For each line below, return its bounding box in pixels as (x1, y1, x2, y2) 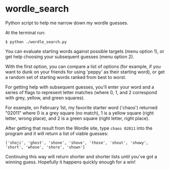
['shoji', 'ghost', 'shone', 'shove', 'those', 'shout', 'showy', (5, 140, 149, 145)
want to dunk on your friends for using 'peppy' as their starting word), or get (5, 69, 165, 75)
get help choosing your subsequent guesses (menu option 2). (5, 54, 134, 60)
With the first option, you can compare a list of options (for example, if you (5, 63, 161, 69)
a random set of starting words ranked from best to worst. (5, 74, 127, 80)
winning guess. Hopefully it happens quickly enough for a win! (5, 159, 136, 165)
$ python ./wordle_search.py (5, 39, 67, 45)
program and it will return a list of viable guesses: (5, 130, 109, 137)
